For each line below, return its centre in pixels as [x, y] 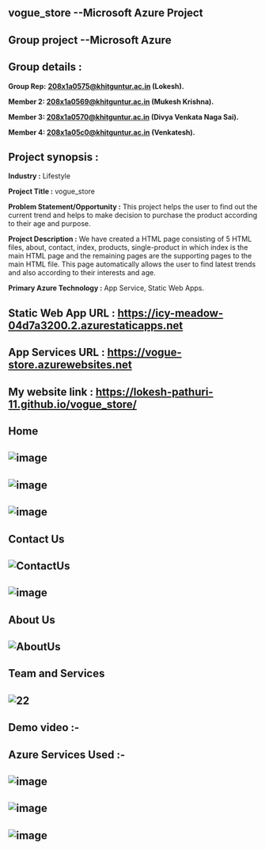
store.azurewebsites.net [70, 365]
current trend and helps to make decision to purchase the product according [133, 215]
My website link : [51, 392]
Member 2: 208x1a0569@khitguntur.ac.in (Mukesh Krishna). [111, 101]
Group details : [45, 67]
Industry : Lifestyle [40, 176]
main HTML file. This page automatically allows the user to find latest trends [132, 264]
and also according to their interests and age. [82, 273]
